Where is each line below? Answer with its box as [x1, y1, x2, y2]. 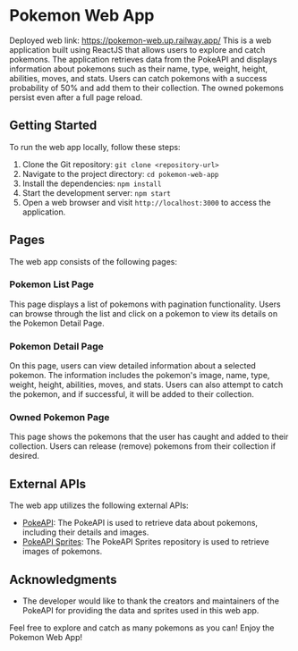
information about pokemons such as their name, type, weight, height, [9, 63, 268, 74]
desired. [9, 451, 40, 461]
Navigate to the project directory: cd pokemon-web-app [21, 168, 219, 179]
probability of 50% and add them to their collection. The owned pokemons [9, 82, 285, 93]
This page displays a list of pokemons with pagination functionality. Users [9, 299, 281, 309]
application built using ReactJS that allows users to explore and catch [9, 44, 266, 55]
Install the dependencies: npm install [21, 178, 162, 189]
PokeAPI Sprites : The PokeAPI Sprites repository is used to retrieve [21, 537, 270, 547]
